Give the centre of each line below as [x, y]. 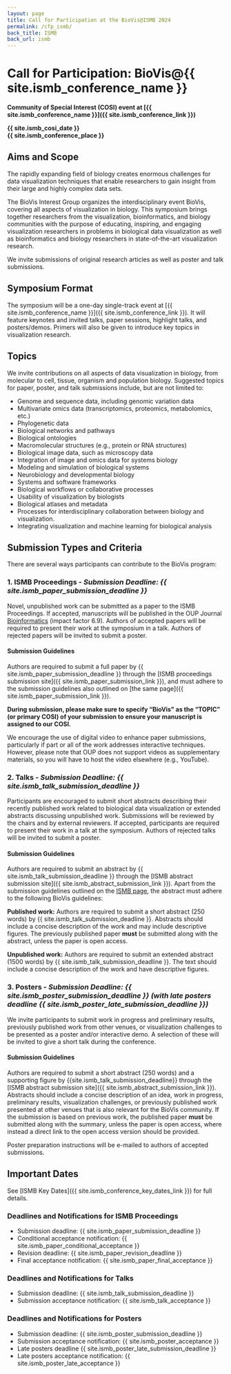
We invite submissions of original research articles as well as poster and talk [115, 259]
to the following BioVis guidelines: [55, 898]
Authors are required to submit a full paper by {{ [75, 666]
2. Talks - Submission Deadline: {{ [66, 777]
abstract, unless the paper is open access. [68, 941]
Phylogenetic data [43, 423]
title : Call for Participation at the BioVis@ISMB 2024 [89, 20]
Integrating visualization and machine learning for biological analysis [114, 526]
